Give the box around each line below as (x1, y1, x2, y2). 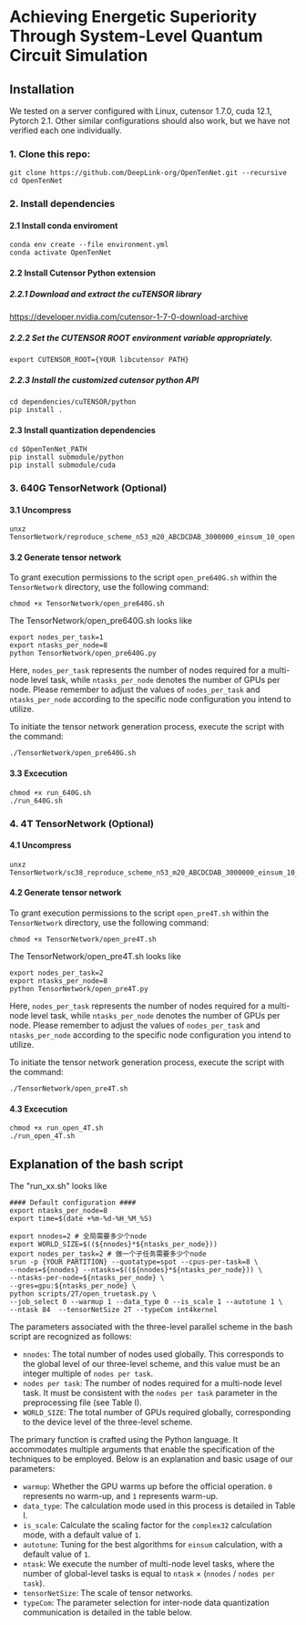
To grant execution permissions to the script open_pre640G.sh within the (9, 572, 278, 583)
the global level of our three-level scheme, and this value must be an (22, 1359, 280, 1369)
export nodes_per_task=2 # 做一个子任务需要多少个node (9, 1249, 207, 1258)
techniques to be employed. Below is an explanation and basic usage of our (9, 1454, 293, 1465)
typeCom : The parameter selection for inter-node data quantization (22, 1598, 270, 1608)
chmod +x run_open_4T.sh (9, 1123, 104, 1133)
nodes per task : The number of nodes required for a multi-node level (22, 1378, 282, 1388)
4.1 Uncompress (9, 840, 72, 851)
